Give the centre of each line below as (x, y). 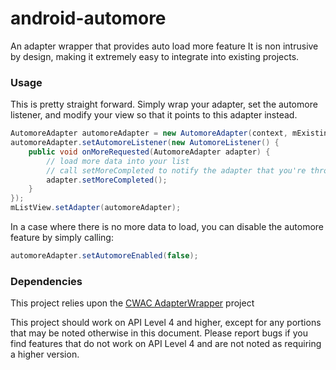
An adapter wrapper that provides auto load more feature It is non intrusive (164, 46)
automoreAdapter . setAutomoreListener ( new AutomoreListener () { (145, 143)
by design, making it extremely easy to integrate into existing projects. (155, 56)
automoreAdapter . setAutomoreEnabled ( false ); (104, 256)
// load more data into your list (118, 161)
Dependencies (46, 281)
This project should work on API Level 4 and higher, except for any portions (166, 323)
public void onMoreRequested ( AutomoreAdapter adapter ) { (149, 152)
